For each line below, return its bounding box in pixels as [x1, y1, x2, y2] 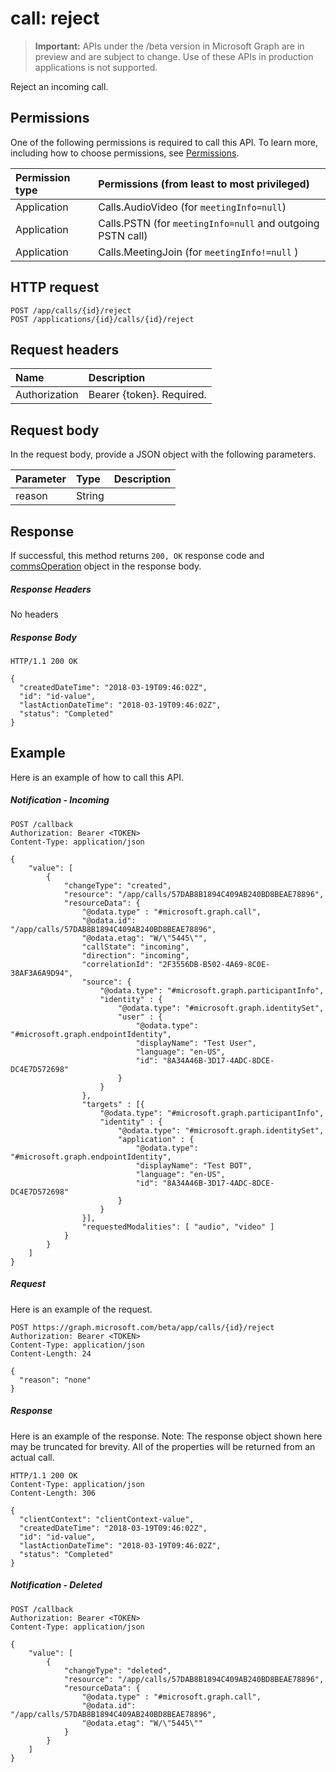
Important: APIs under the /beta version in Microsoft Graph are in [34, 40, 305, 52]
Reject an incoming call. [10, 80, 109, 92]
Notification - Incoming [10, 794, 110, 806]
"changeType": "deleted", [63, 1665, 172, 1676]
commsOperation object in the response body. [10, 560, 202, 572]
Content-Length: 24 [10, 1348, 92, 1359]
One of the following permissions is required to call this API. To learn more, [10, 136, 319, 148]
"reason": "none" [19, 1375, 92, 1385]
